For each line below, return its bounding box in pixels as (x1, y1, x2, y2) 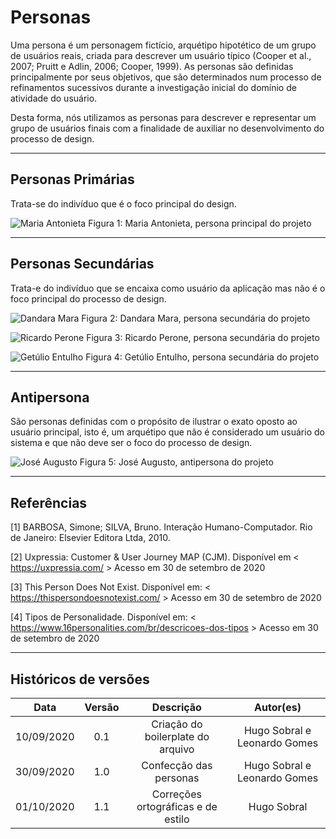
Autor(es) (254, 701, 302, 714)
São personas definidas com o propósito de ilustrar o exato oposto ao (10, 416, 298, 428)
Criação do (151, 717, 203, 731)
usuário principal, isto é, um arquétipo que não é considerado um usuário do (10, 426, 325, 438)
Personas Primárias (10, 171, 135, 188)
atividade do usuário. (10, 92, 98, 104)
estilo (164, 812, 190, 826)
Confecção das (141, 759, 213, 772)
